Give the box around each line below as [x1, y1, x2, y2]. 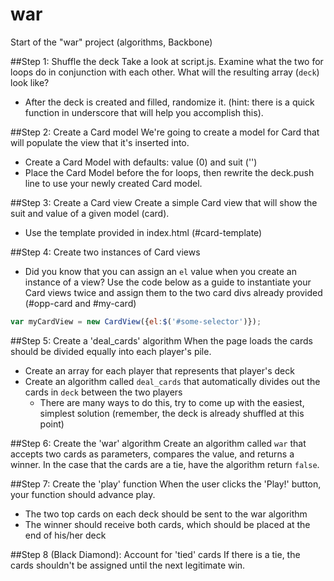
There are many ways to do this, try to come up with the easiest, [39, 396, 305, 408]
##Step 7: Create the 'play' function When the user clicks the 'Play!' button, [10, 478, 322, 490]
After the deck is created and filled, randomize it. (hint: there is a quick [24, 96, 315, 108]
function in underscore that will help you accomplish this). [24, 106, 264, 118]
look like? [10, 76, 50, 88]
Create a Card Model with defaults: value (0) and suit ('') [24, 156, 258, 168]
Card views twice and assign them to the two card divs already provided [24, 286, 323, 298]
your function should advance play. [10, 488, 156, 500]
